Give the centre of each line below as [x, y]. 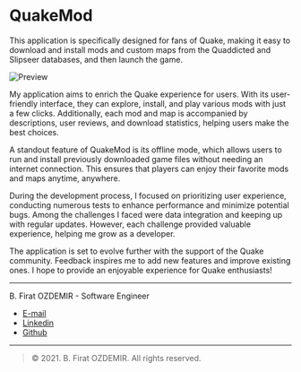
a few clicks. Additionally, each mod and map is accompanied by [129, 113]
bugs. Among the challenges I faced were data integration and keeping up [146, 214]
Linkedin [38, 323]
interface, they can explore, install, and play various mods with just [163, 103]
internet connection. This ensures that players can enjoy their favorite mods [149, 169]
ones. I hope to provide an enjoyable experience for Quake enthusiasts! [141, 270]
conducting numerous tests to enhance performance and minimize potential [149, 205]
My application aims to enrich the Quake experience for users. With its [139, 94]
